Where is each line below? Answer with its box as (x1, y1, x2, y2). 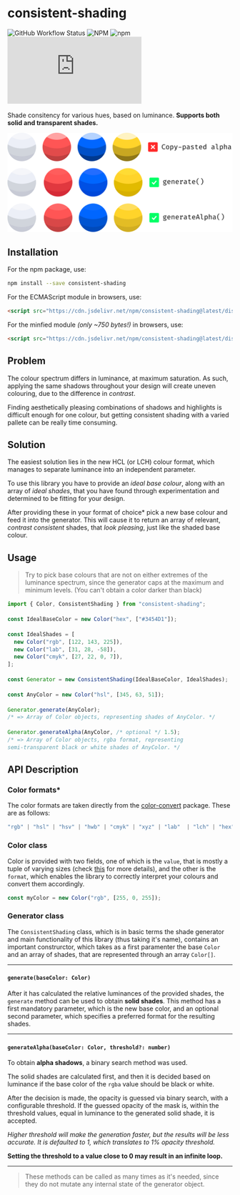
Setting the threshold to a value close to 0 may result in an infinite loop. (7, 1152, 223, 1161)
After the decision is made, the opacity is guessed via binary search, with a (7, 1094, 229, 1102)
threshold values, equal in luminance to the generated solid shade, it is (7, 1109, 215, 1118)
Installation (7, 246, 59, 258)
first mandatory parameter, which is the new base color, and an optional (7, 1004, 219, 1013)
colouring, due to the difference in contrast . (7, 389, 136, 397)
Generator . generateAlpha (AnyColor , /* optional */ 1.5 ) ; (7, 729, 181, 736)
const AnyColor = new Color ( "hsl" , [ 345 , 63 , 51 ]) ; (7, 691, 164, 698)
